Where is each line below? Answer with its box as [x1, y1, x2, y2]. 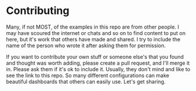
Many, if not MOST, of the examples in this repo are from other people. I [6, 23, 180, 30]
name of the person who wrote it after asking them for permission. [6, 42, 166, 49]
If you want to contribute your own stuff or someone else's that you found [6, 53, 184, 60]
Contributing [6, 4, 70, 17]
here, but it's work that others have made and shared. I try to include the [6, 36, 181, 43]
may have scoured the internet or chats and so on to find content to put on [6, 29, 186, 36]
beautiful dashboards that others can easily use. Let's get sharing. [6, 78, 166, 85]
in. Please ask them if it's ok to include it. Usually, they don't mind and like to [6, 65, 191, 72]
